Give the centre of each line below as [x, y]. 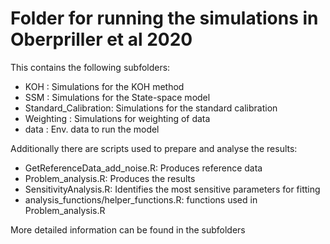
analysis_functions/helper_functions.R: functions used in [141, 199]
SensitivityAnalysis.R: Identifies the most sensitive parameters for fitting [172, 189]
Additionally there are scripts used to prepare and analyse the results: [154, 148]
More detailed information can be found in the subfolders [128, 229]
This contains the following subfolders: [90, 67]
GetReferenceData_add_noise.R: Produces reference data [143, 168]
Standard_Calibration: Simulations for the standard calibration [151, 108]
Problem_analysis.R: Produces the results [110, 178]
